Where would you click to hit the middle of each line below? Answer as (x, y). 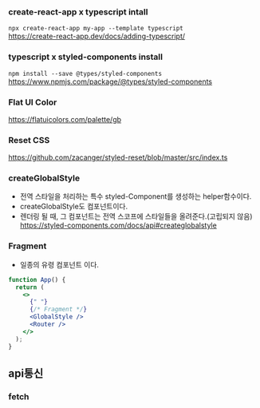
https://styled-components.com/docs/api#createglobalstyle (118, 225)
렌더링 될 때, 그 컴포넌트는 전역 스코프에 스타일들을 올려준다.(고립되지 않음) (136, 216)
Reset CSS (29, 140)
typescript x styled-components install (86, 57)
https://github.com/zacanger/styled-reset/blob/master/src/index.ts (118, 157)
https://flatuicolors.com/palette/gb (65, 119)
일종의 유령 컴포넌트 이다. (59, 264)
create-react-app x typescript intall (78, 12)
